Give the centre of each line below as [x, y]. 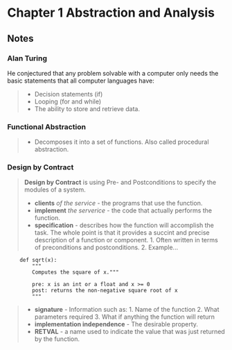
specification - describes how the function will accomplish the [124, 225]
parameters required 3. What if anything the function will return [125, 317]
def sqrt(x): [38, 260]
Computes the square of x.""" [75, 272]
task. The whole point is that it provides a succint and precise [122, 233]
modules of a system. [55, 190]
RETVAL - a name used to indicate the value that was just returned [130, 332]
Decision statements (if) [69, 94]
